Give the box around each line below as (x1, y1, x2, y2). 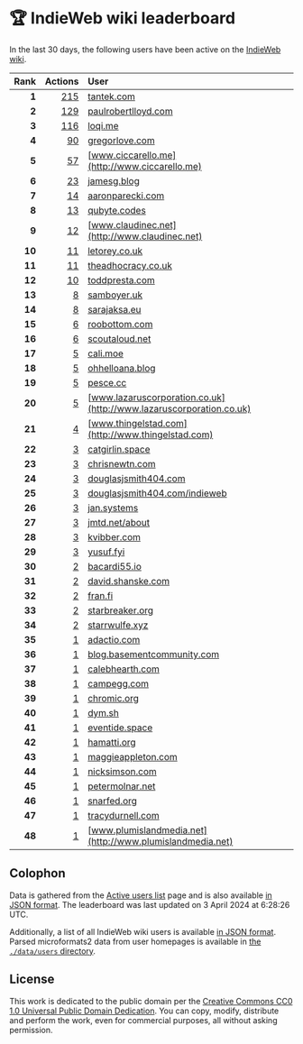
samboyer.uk (87, 288, 142, 301)
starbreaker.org (87, 604, 154, 617)
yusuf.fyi (87, 545, 125, 558)
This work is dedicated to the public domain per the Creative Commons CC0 (9, 995, 293, 1006)
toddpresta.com (87, 273, 155, 286)
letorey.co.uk (87, 244, 143, 257)
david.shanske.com (87, 574, 170, 587)
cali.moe (87, 347, 124, 360)
